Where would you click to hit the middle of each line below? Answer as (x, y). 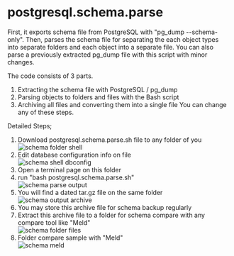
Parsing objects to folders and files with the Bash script (98, 97)
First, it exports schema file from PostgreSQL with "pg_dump (96, 32)
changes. (21, 62)
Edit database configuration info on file (74, 155)
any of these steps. (46, 112)
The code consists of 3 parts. (50, 76)
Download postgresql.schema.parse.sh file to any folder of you (110, 140)
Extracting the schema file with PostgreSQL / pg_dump (97, 89)
